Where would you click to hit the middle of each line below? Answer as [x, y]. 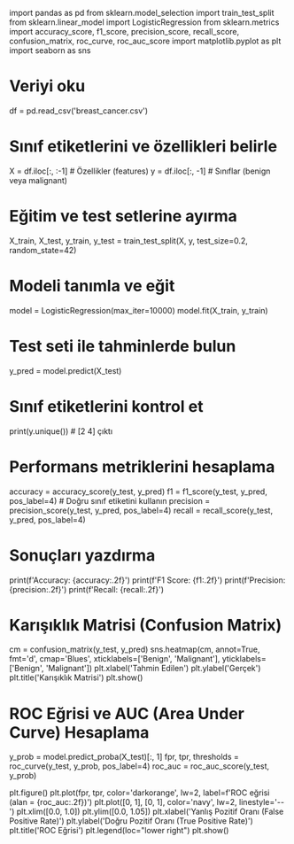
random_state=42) [43, 250]
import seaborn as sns [50, 50]
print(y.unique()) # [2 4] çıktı [61, 431]
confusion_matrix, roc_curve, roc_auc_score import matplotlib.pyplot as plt [145, 41]
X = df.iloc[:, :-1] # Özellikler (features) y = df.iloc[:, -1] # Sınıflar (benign [140, 171]
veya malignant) [39, 180]
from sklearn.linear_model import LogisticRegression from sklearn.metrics [144, 22]
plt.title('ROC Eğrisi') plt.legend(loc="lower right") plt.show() [119, 831]
